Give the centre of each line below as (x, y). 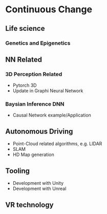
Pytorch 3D (25, 85)
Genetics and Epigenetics (38, 43)
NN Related (24, 59)
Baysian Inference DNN (35, 104)
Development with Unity (38, 183)
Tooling (17, 171)
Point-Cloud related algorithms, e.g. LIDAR (57, 144)
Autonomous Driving (39, 131)
